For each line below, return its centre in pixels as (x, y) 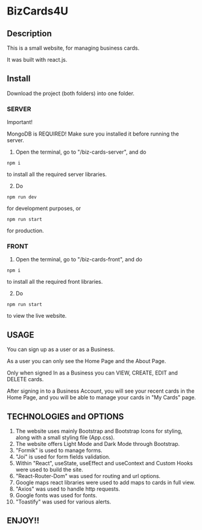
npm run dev (22, 197)
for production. (25, 231)
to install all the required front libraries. (55, 282)
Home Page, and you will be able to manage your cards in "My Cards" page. (102, 398)
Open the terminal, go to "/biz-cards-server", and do (81, 152)
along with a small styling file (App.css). (65, 437)
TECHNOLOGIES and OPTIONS (65, 417)
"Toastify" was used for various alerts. (63, 502)
